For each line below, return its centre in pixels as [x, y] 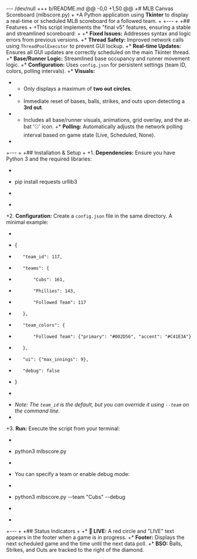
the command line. [37, 411]
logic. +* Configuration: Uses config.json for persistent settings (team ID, [96, 65]
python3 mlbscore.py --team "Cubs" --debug [70, 497]
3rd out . [33, 107]
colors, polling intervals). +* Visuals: [51, 71]
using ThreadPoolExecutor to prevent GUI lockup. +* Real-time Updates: [94, 46]
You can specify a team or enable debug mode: [72, 474]
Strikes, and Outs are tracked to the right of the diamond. [75, 550]
